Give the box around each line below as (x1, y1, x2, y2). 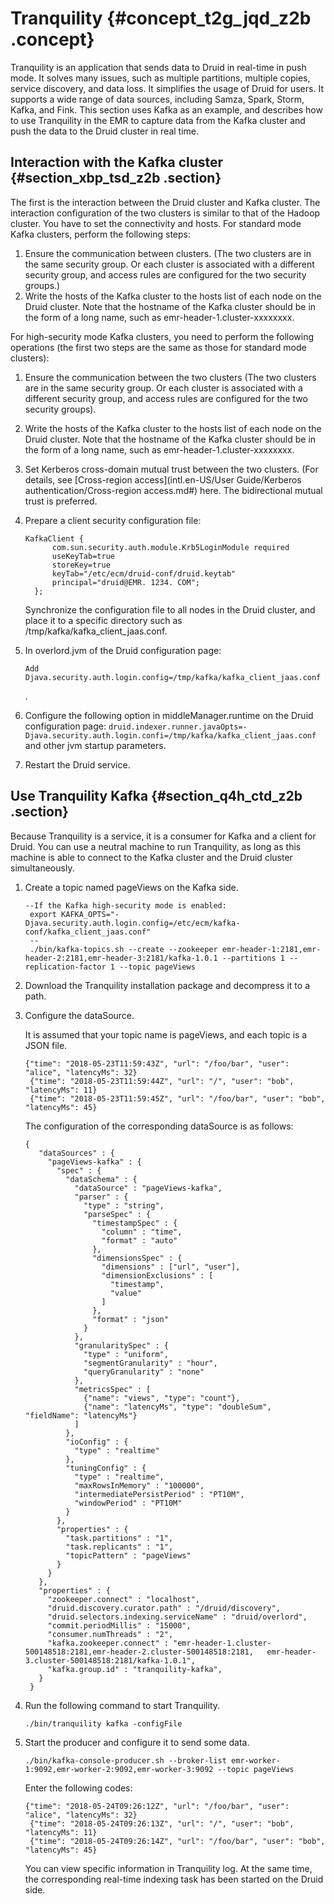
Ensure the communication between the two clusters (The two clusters (24, 371, 317, 383)
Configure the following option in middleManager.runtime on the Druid (24, 709, 314, 721)
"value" (109, 1288, 142, 1298)
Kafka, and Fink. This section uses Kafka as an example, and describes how (10, 103, 323, 116)
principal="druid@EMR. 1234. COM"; (51, 577, 200, 587)
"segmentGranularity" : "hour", (83, 1358, 218, 1368)
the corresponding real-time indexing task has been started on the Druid (24, 1873, 324, 1885)
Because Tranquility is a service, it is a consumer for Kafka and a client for (10, 830, 317, 842)
